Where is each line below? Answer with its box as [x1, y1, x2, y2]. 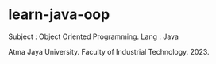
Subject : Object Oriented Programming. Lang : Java [8, 32, 179, 41]
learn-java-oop [8, 6, 110, 24]
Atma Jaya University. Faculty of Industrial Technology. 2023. [8, 47, 210, 56]
